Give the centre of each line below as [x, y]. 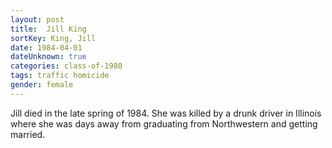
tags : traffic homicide [60, 76]
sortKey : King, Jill [53, 38]
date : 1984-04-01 [46, 47]
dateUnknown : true [48, 57]
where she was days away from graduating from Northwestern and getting [164, 123]
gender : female [42, 85]
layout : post [37, 19]
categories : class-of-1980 [66, 66]
